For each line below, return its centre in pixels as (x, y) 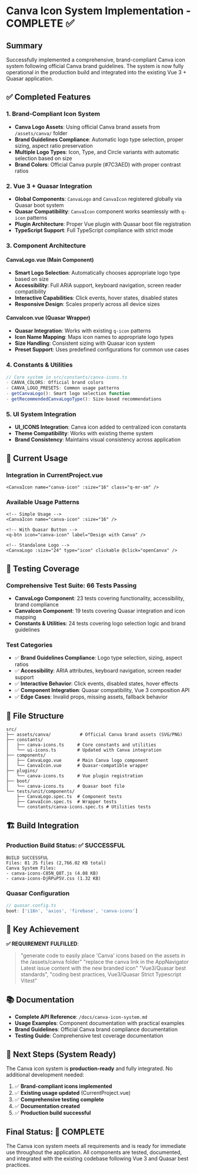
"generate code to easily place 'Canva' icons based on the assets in (103, 955)
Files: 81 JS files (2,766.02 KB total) (56, 863)
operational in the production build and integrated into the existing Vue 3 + (96, 72)
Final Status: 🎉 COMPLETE (55, 1132)
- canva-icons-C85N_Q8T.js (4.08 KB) (52, 873)
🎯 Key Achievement (43, 929)
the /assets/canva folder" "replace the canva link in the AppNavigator (105, 961)
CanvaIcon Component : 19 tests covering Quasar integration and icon (100, 611)
